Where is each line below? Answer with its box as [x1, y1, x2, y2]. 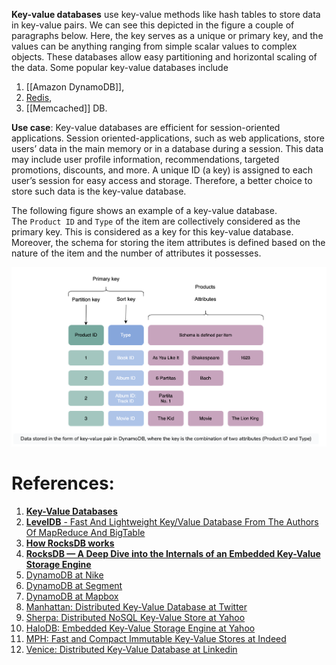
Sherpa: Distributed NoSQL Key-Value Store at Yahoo [25, 612, 246, 624]
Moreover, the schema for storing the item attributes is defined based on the [11, 237, 326, 248]
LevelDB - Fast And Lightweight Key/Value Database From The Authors [25, 516, 319, 528]
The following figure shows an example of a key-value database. [11, 205, 278, 216]
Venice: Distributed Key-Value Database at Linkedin [25, 644, 238, 656]
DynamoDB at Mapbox [25, 590, 119, 603]
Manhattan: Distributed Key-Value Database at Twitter [25, 601, 248, 613]
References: [11, 472, 115, 495]
